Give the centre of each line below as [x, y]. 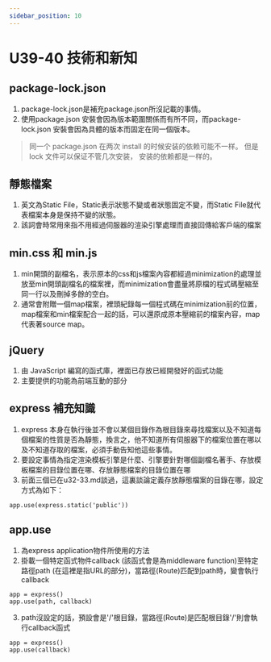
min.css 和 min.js [53, 253]
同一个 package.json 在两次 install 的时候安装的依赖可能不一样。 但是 [144, 146]
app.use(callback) [40, 650]
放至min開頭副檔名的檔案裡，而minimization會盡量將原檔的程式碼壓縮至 [140, 284]
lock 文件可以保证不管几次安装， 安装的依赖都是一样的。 [123, 156]
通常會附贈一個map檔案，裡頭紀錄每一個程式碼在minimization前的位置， [141, 304]
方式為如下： [42, 489]
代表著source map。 [55, 324]
